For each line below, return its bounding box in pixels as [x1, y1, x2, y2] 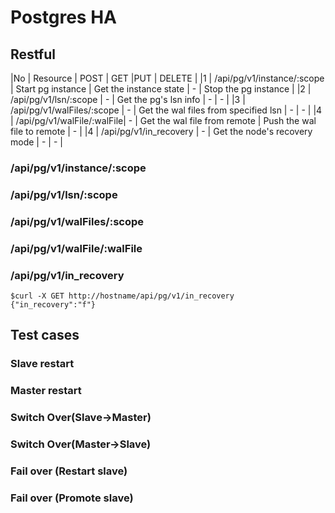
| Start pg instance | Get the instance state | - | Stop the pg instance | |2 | [10, 83, 312, 95]
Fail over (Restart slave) [10, 464, 128, 478]
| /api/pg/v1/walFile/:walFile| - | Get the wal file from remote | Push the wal [10, 115, 317, 126]
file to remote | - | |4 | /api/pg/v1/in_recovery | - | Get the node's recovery [10, 126, 313, 137]
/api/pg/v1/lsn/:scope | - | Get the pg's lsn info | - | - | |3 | [10, 94, 246, 105]
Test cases [10, 327, 80, 344]
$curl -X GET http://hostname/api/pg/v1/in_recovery [10, 291, 235, 301]
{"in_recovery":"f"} [10, 299, 97, 310]
